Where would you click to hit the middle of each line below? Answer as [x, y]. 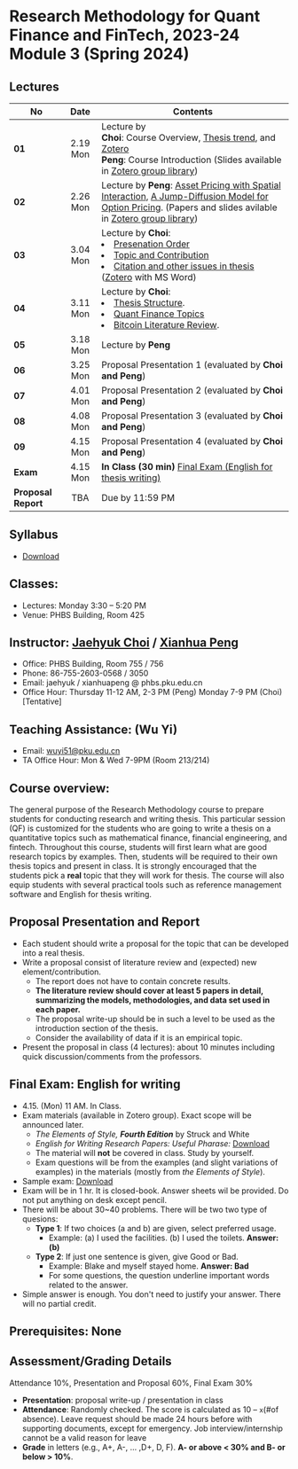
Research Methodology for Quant [135, 16]
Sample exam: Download [67, 1181]
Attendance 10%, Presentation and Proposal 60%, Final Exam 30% [131, 1383]
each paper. [58, 1009]
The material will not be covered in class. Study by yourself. [145, 1153]
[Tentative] [42, 701]
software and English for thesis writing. [81, 895]
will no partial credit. [59, 1303]
